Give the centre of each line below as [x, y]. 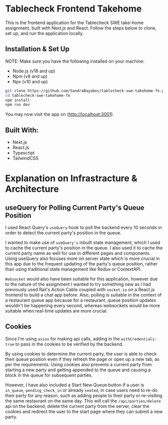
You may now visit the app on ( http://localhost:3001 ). [59, 114]
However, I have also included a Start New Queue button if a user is [74, 385]
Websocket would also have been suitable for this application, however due [81, 279]
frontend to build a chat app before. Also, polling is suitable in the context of [83, 295]
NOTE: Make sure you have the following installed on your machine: [75, 61]
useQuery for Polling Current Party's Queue [75, 207]
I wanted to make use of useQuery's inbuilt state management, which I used [83, 243]
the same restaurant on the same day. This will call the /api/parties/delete [83, 401]
